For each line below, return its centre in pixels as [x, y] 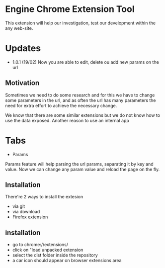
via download [26, 212]
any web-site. [19, 28]
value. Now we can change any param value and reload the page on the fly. [82, 169]
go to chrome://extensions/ [40, 245]
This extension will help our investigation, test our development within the [80, 23]
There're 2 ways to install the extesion [44, 197]
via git [19, 206]
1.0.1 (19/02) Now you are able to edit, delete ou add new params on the [85, 62]
